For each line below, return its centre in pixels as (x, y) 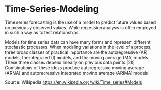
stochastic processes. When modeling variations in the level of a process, (79, 47)
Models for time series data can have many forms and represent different (78, 42)
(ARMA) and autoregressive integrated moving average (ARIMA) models (77, 73)
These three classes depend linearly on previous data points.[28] (70, 62)
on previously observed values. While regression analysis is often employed (80, 27)
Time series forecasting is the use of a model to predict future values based (80, 22)
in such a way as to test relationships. (42, 32)
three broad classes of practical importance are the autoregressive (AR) (77, 52)
